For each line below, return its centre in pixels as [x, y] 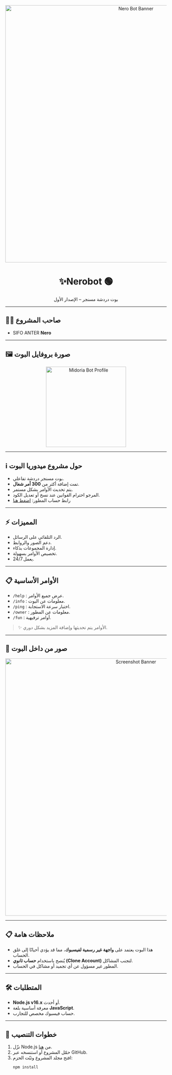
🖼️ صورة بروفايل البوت [38, 354]
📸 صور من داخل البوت [36, 649]
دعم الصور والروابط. [32, 542]
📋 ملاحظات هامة [30, 935]
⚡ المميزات [21, 522]
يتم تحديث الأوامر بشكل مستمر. [43, 489]
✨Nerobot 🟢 [86, 282]
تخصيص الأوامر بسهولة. [35, 554]
